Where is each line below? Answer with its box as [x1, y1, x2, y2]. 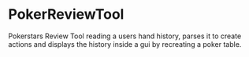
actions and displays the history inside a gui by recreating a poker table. [8, 39, 242, 48]
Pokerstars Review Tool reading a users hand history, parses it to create [8, 31, 242, 41]
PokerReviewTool [8, 5, 124, 23]
